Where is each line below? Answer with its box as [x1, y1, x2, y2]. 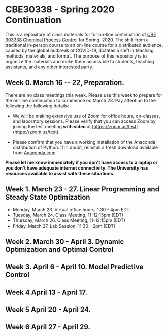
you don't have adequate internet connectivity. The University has [5, 164, 148, 171]
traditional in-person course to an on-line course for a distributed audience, [5, 42, 163, 48]
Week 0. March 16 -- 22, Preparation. [5, 78, 124, 87]
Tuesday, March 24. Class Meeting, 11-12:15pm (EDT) [12, 212, 123, 218]
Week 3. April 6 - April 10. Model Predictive [5, 263, 144, 271]
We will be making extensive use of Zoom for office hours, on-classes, [12, 113, 160, 119]
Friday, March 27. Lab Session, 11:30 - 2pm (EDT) [12, 222, 116, 229]
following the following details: [5, 103, 69, 109]
